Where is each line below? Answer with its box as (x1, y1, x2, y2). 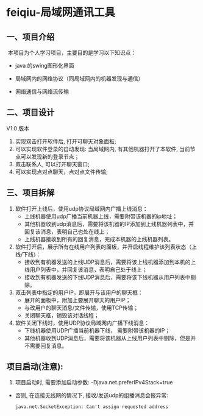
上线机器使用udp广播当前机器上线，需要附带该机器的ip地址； (24, 213, 178, 220)
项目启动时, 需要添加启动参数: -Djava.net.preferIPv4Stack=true (15, 379, 173, 386)
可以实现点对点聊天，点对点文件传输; (15, 168, 109, 175)
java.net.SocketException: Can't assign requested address (15, 404, 169, 410)
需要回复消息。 (29, 342, 68, 349)
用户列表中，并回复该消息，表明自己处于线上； (29, 266, 148, 273)
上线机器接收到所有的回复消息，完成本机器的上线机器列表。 (24, 235, 174, 242)
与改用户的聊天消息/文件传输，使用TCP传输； (24, 304, 139, 311)
